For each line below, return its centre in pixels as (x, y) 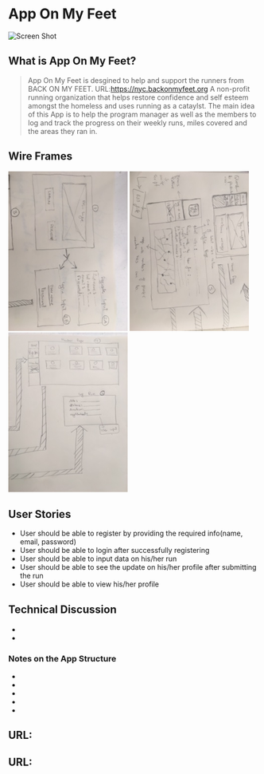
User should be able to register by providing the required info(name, (131, 533)
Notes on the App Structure (62, 659)
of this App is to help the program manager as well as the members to (142, 114)
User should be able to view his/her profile (89, 584)
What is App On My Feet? (72, 61)
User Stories (40, 514)
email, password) (48, 542)
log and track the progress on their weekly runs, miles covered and (138, 122)
